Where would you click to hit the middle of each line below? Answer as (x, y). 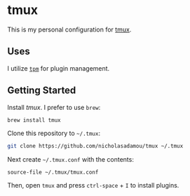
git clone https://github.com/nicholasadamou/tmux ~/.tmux (95, 146)
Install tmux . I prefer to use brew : (54, 107)
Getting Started (42, 91)
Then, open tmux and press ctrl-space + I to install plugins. (93, 185)
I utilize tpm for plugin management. (59, 68)
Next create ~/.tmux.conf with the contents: (71, 160)
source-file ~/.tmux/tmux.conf (53, 173)
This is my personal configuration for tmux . (69, 29)
